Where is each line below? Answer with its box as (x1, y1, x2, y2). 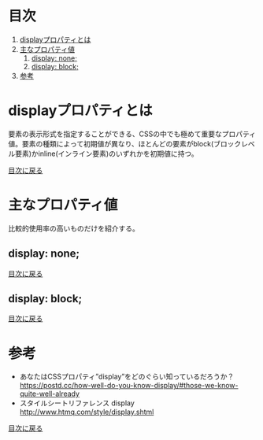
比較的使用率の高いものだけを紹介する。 (8, 224, 139, 233)
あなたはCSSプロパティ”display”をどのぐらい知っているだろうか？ (19, 372, 235, 382)
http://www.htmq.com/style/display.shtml (19, 407, 154, 417)
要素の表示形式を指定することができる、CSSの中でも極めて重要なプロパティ (8, 129, 257, 139)
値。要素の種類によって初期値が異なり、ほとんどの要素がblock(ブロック (8, 139, 242, 148)
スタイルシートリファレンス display (19, 398, 135, 408)
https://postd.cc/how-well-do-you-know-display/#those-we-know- (19, 381, 239, 390)
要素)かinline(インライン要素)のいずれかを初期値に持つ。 (14, 149, 198, 158)
